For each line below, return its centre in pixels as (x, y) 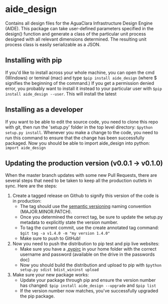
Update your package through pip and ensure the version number (88, 280)
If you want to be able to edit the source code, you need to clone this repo (82, 122)
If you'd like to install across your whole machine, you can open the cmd (80, 72)
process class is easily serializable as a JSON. (53, 44)
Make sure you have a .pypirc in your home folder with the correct (88, 249)
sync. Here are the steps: (31, 186)
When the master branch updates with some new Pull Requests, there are (81, 175)
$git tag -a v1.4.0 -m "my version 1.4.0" (65, 234)
